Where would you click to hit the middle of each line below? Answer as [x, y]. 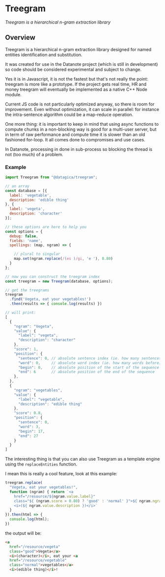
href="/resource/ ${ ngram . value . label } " [55, 496]
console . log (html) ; [29, 519]
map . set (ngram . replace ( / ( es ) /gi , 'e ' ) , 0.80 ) [63, 259]
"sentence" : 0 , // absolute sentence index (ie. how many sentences [90, 358]
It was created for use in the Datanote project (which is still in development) [82, 64]
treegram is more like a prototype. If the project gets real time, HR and [76, 84]
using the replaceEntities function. [41, 464]
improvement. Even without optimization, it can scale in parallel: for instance [82, 109]
